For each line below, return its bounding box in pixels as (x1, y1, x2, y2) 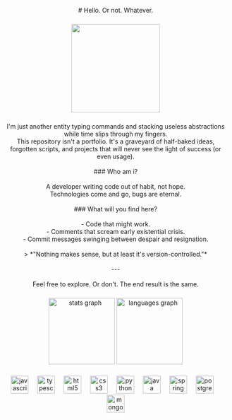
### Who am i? (93, 167, 138, 175)
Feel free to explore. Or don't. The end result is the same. (32, 279, 200, 288)
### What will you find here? (73, 204, 158, 213)
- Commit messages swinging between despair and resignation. (23, 235, 209, 243)
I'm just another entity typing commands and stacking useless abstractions (6, 122, 225, 130)
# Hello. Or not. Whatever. (78, 6, 154, 14)
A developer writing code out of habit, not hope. (46, 182, 185, 190)
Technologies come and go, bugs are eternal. (49, 189, 182, 198)
